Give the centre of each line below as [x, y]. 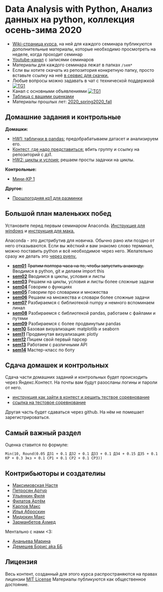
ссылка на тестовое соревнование [49, 403]
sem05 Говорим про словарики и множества [60, 292]
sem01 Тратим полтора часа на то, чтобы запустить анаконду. [78, 266]
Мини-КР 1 [23, 179]
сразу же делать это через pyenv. [41, 256]
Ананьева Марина [31, 541]
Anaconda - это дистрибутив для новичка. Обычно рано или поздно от [80, 240]
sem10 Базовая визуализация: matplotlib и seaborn [66, 329]
